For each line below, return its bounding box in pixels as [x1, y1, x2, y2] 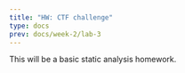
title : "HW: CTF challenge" [9, 12, 114, 22]
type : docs [9, 21, 50, 30]
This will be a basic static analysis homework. [9, 54, 177, 65]
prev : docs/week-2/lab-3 [9, 29, 101, 38]
